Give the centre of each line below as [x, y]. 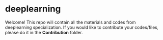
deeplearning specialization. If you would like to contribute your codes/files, [82, 27]
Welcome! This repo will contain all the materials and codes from [70, 22]
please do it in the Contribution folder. [44, 32]
